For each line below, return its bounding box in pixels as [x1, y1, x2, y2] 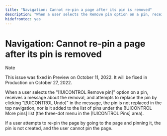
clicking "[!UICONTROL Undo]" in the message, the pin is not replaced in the [5, 100, 162, 106]
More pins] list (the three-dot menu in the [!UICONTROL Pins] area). [5, 110, 144, 117]
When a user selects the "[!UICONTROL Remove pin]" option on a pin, [5, 89, 149, 95]
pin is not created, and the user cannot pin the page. [5, 125, 113, 132]
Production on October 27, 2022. [5, 80, 73, 86]
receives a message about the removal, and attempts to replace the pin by [5, 95, 158, 101]
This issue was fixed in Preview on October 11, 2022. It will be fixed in [5, 74, 148, 80]
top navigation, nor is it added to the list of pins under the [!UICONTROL [5, 105, 153, 111]
